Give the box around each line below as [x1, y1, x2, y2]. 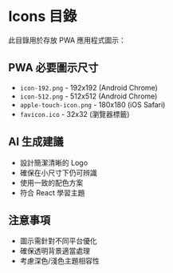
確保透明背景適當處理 [19, 246, 90, 256]
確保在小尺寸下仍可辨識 [19, 167, 97, 177]
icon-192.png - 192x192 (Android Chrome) [19, 82, 158, 92]
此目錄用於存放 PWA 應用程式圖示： [8, 35, 126, 45]
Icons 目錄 [8, 7, 77, 26]
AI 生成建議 [8, 135, 64, 149]
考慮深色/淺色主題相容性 [19, 256, 100, 266]
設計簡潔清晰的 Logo [19, 158, 88, 167]
